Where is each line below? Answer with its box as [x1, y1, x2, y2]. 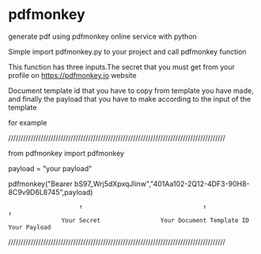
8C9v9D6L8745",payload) [8, 187, 93, 196]
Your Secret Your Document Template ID [61, 216, 249, 224]
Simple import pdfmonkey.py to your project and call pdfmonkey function [8, 47, 247, 56]
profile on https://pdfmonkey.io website [8, 70, 137, 80]
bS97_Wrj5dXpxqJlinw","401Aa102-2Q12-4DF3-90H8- [74, 179, 250, 189]
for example [8, 118, 47, 127]
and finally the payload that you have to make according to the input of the [8, 94, 252, 103]
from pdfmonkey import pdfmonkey [8, 148, 125, 158]
